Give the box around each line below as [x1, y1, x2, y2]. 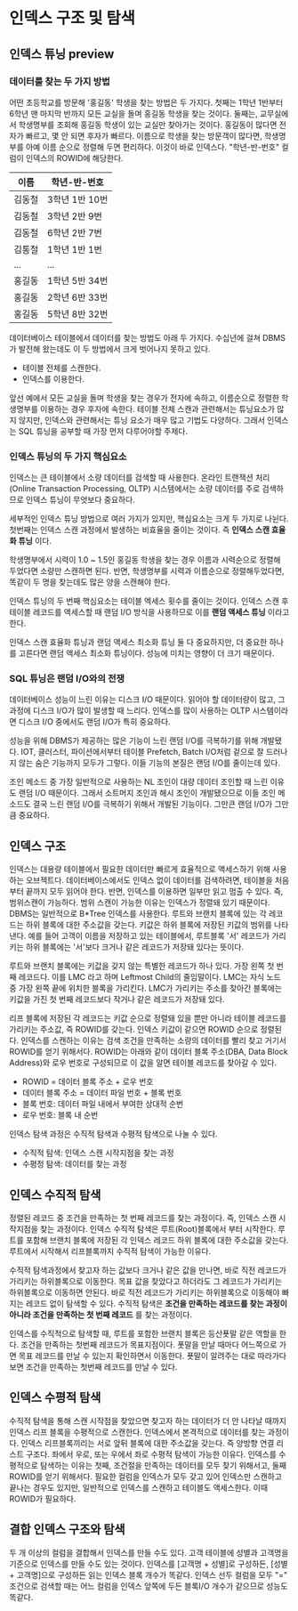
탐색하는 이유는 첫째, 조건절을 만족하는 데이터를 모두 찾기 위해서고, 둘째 [39, 1460, 287, 1470]
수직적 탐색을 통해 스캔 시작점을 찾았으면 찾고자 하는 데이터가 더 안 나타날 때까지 [9, 1415, 287, 1426]
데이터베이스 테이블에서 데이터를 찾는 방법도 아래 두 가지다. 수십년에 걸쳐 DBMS [9, 332, 286, 343]
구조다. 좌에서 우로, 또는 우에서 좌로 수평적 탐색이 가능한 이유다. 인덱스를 [25, 1448, 278, 1460]
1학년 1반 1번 [47, 243, 102, 255]
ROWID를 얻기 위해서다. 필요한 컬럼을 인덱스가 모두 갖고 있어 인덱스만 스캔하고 [9, 1470, 283, 1482]
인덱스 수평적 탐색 [9, 1390, 101, 1405]
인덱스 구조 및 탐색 [9, 8, 135, 28]
